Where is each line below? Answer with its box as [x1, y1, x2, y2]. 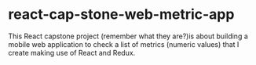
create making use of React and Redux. [8, 48, 136, 57]
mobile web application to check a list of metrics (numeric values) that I [8, 39, 240, 49]
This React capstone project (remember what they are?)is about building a [8, 31, 249, 41]
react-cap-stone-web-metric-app [8, 5, 235, 23]
